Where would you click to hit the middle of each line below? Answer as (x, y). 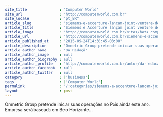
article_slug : (33, 23)
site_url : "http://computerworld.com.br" (66, 14)
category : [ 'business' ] (48, 77)
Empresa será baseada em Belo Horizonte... (49, 110)
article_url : (33, 37)
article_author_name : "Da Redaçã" (47, 50)
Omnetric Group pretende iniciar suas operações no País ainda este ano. (78, 104)
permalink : (33, 86)
